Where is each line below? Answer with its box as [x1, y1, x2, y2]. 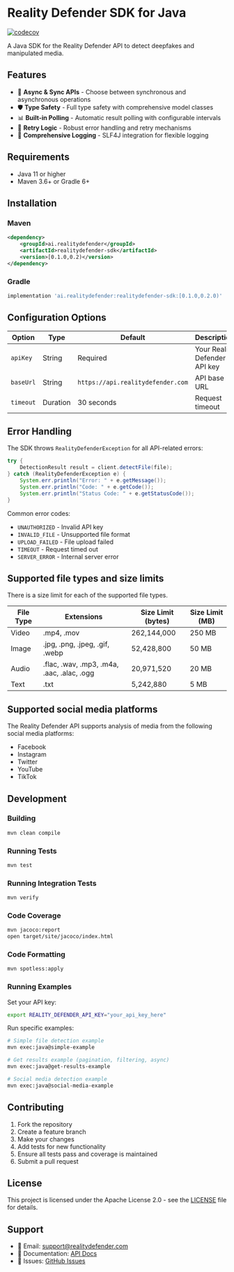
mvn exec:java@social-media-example [7, 1082, 114, 1089]
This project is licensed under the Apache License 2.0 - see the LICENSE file [7, 1196, 227, 1204]
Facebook [17, 743, 47, 751]
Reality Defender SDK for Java [7, 5, 187, 21]
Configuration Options [7, 312, 107, 324]
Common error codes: [7, 509, 71, 517]
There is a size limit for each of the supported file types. [7, 591, 169, 600]
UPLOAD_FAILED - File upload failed [17, 538, 114, 546]
